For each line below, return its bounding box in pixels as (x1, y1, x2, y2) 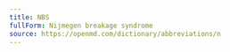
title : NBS (9, 12, 50, 22)
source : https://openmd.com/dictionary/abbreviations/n (9, 29, 221, 38)
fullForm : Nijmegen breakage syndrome (9, 21, 153, 30)
